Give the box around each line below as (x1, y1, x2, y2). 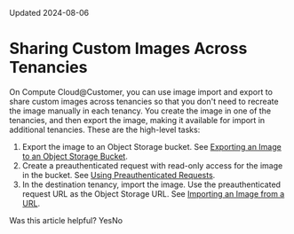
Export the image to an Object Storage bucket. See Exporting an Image (21, 141, 282, 152)
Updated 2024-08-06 (9, 8, 90, 18)
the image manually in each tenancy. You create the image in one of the (9, 105, 272, 116)
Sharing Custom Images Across (9, 39, 248, 58)
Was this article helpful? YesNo (9, 214, 123, 225)
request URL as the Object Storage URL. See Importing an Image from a (21, 188, 285, 199)
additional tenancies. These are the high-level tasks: (9, 124, 201, 135)
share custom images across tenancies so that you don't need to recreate (9, 96, 279, 106)
